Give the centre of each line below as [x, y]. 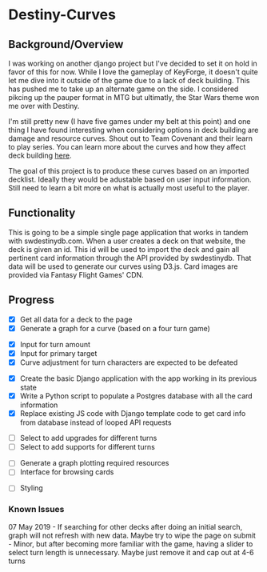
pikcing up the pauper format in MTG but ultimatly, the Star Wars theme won [134, 97]
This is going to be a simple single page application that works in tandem [128, 232]
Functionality [42, 213]
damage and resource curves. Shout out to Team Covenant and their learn [131, 138]
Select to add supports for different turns [88, 447]
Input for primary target [58, 353]
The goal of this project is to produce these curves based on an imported [129, 171]
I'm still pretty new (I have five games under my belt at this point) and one [130, 121]
